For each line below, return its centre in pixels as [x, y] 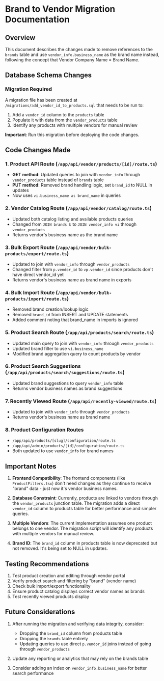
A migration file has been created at [41, 100]
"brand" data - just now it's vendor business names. [65, 489]
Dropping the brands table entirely [54, 638]
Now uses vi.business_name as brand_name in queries [67, 195]
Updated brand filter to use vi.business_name [58, 348]
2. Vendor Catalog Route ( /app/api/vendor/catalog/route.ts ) [79, 208]
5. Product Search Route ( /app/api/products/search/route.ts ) [80, 332]
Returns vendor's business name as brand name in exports [72, 280]
